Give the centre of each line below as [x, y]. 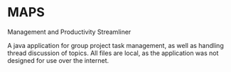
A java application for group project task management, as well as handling [116, 45]
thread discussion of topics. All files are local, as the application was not [113, 53]
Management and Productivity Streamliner [69, 32]
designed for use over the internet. [58, 60]
